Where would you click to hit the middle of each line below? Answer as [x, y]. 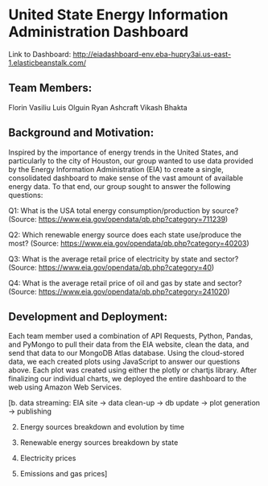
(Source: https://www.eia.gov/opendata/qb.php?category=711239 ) [118, 219]
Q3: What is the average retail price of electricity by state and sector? [124, 258]
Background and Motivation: [81, 133]
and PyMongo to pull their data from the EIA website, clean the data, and [129, 344]
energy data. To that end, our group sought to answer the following [120, 186]
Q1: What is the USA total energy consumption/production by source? [124, 210]
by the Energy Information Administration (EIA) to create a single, [116, 169]
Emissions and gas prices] [64, 474]
